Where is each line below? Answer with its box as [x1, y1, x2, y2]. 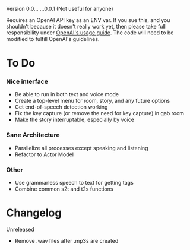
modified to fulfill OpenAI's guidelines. [6, 36, 100, 42]
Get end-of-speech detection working [14, 103, 108, 110]
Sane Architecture [6, 131, 61, 139]
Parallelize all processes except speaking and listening [14, 144, 148, 151]
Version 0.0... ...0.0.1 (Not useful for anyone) [6, 5, 114, 12]
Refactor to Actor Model [14, 151, 74, 158]
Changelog [6, 206, 62, 220]
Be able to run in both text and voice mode [14, 91, 119, 98]
